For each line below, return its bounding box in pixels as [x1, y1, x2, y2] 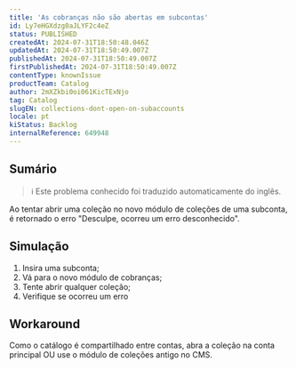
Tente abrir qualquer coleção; [21, 281, 132, 292]
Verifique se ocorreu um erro [21, 291, 129, 301]
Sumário [9, 162, 58, 177]
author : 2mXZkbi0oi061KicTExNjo [9, 87, 129, 96]
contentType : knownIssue [9, 71, 101, 80]
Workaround [9, 317, 81, 332]
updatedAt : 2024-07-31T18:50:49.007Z [9, 46, 149, 55]
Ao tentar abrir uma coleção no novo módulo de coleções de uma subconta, [9, 204, 288, 214]
